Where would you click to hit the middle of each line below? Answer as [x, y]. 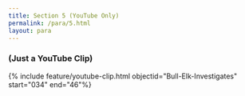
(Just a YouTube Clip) [51, 58]
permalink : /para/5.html [49, 23]
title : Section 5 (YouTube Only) [64, 16]
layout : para [30, 30]
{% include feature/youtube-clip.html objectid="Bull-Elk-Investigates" [123, 76]
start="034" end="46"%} [50, 84]
